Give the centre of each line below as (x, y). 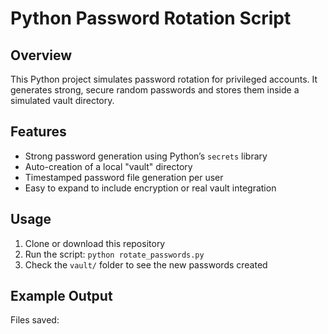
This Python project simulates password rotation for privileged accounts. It (164, 79)
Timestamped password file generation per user (124, 177)
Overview (41, 55)
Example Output (61, 296)
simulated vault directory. (62, 100)
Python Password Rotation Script (151, 18)
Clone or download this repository (95, 243)
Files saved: (35, 320)
